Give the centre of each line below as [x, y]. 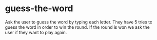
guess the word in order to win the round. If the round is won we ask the [78, 27]
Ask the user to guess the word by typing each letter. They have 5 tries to [79, 22]
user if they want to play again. [36, 32]
